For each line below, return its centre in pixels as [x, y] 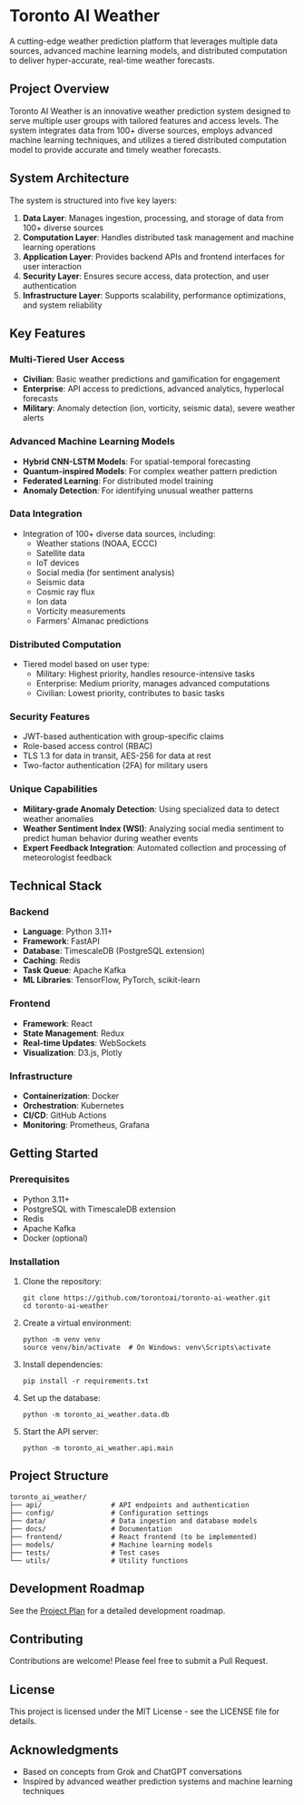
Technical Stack [56, 886]
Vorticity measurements [81, 611]
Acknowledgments [64, 1750]
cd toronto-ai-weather [65, 1306]
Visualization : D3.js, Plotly [72, 1052]
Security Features [50, 717]
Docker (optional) [55, 1238]
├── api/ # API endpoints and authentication [129, 1505]
